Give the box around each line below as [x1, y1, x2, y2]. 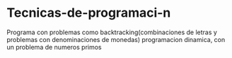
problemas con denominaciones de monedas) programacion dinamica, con [6, 35, 226, 43]
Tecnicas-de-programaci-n [6, 5, 171, 21]
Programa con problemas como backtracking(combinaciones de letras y [6, 28, 217, 36]
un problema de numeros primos [6, 43, 102, 51]
